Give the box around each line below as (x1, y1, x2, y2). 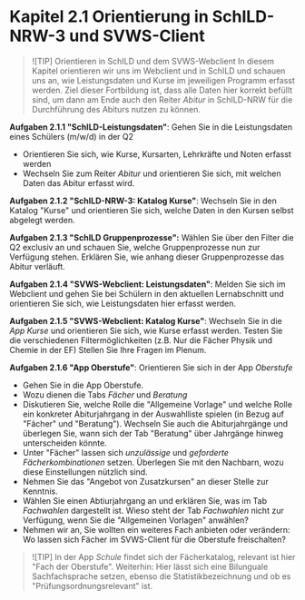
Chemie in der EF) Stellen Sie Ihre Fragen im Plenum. (9, 344, 207, 355)
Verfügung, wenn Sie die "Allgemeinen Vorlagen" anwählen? (22, 515, 250, 526)
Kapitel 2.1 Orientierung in (9, 6, 209, 27)
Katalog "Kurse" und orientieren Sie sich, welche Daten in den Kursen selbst (9, 204, 294, 215)
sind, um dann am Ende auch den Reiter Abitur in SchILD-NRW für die (31, 93, 293, 105)
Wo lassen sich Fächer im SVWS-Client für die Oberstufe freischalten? (22, 534, 286, 545)
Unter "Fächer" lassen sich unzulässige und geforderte (22, 447, 230, 457)
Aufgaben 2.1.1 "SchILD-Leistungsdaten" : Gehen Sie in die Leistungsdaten (9, 121, 293, 133)
